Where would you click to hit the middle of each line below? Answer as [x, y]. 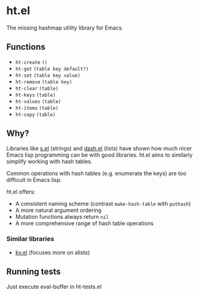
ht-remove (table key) [44, 82]
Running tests [34, 272]
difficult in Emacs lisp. [34, 179]
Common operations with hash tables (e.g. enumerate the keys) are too [96, 173]
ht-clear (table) [37, 88]
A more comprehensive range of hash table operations [84, 223]
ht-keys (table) [35, 95]
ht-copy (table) [35, 114]
